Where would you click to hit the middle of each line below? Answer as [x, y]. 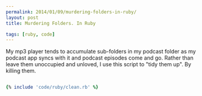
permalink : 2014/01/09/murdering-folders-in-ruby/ [71, 12]
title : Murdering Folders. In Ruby [51, 23]
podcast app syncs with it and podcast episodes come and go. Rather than [100, 58]
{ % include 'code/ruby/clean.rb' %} [52, 87]
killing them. [21, 71]
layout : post [22, 18]
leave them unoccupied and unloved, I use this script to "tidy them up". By [99, 64]
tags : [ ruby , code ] [30, 34]
